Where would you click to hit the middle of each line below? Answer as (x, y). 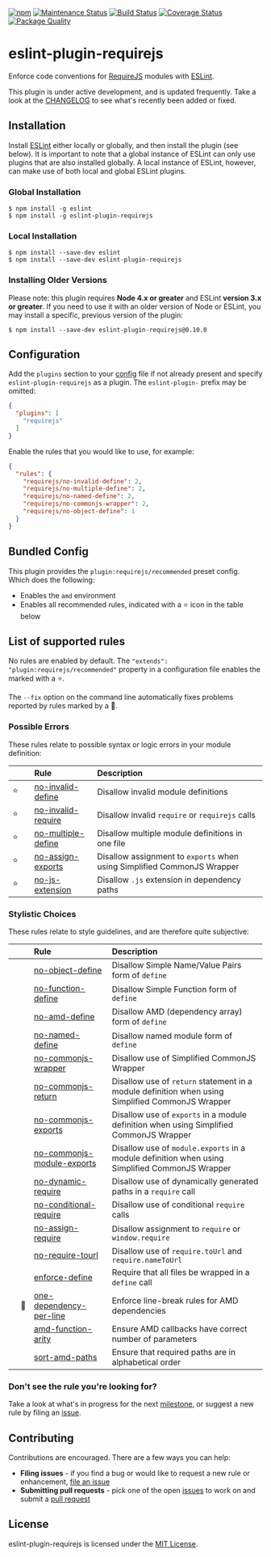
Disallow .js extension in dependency (169, 880)
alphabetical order (146, 1362)
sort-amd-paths (65, 1357)
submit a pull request (55, 1499)
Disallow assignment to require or (176, 1229)
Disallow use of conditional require (178, 1205)
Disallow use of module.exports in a (179, 1148)
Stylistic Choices (42, 914)
